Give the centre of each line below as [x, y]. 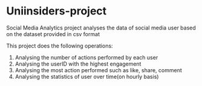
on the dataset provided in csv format [53, 34]
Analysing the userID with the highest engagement [78, 64]
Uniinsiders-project [57, 11]
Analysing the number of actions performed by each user [86, 57]
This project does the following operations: [60, 46]
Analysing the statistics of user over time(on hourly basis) [87, 76]
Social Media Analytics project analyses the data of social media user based [101, 28]
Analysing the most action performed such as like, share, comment [99, 70]
